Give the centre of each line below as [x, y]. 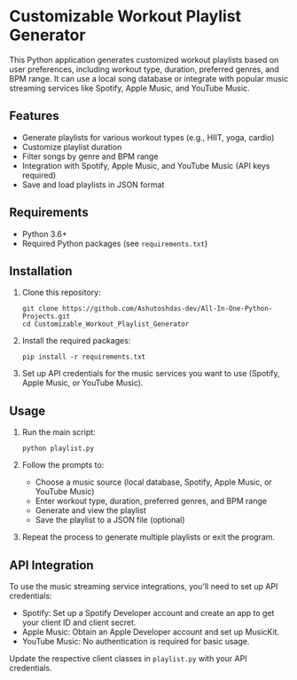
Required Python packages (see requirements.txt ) [115, 243]
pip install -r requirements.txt [84, 357]
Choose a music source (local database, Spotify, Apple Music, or [153, 482]
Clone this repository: [61, 293]
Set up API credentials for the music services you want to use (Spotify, [151, 374]
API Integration [52, 565]
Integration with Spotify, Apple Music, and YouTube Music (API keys [146, 165]
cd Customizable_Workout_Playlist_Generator [106, 324]
